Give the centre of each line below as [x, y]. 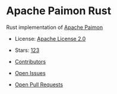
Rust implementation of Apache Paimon [55, 27]
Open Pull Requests [39, 85]
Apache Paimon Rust [59, 11]
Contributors [30, 61]
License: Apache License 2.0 [50, 38]
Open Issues [30, 73]
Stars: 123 [27, 50]
